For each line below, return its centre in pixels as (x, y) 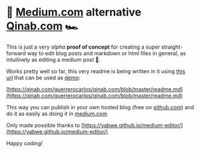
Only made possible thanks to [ (45, 125)
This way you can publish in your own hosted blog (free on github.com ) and (100, 107)
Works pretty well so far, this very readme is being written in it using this (96, 71)
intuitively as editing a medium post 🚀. (53, 59)
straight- (172, 47)
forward (16, 53)
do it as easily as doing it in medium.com (57, 113)
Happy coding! (25, 143)
